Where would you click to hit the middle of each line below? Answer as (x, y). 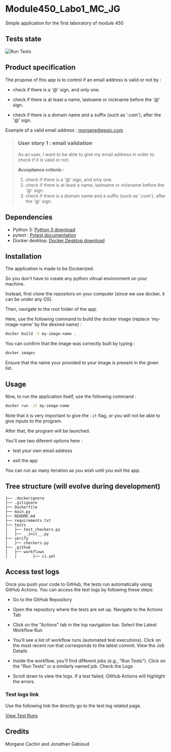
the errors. (24, 681)
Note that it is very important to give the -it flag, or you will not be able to (83, 415)
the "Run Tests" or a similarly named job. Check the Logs (73, 666)
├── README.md (20, 516)
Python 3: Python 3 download (44, 230)
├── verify (17, 538)
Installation (23, 256)
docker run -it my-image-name (38, 406)
